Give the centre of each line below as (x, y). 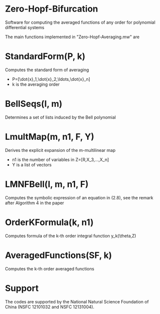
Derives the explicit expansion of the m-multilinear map (60, 150)
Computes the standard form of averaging (47, 70)
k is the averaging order (36, 84)
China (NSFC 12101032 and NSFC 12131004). (50, 307)
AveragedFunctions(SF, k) (59, 255)
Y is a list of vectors (32, 164)
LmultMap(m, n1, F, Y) (50, 137)
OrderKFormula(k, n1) (49, 222)
